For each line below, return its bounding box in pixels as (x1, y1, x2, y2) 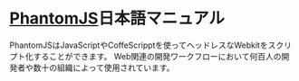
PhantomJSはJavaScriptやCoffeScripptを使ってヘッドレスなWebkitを (9, 40, 269, 50)
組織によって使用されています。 (56, 62, 175, 73)
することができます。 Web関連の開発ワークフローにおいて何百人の (33, 50, 282, 61)
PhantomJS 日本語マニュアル (9, 8, 225, 29)
